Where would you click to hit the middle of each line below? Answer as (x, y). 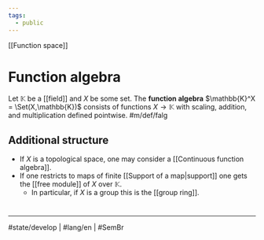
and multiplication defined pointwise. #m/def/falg (88, 116)
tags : (17, 15)
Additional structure (59, 140)
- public (29, 23)
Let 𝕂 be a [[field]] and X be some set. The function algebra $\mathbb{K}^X (132, 98)
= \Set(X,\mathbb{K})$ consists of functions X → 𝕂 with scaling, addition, (128, 107)
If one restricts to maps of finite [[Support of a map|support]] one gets (133, 176)
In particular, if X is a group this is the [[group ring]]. (115, 193)
